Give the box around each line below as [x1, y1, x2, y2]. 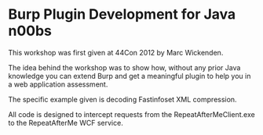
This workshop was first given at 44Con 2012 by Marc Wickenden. [8, 48, 224, 57]
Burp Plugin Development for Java [8, 5, 236, 23]
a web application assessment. [8, 80, 108, 89]
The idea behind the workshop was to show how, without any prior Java [8, 62, 241, 72]
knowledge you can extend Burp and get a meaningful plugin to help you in [8, 71, 251, 80]
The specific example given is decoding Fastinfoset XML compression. [8, 94, 237, 104]
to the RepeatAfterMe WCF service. [8, 118, 123, 127]
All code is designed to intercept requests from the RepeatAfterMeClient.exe [8, 109, 255, 119]
